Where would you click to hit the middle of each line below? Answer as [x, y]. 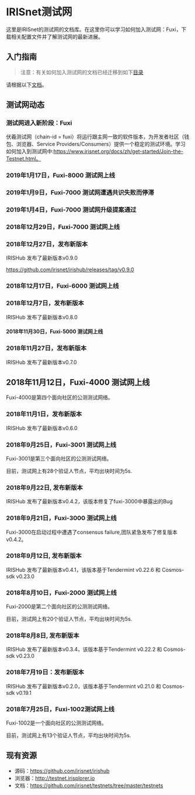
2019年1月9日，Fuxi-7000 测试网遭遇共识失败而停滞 [80, 193]
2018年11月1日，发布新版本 [44, 414]
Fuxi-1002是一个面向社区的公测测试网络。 [56, 723]
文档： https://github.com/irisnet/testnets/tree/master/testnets [89, 785]
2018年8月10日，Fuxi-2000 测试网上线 [61, 592]
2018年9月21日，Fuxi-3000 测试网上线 [61, 518]
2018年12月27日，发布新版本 [47, 244]
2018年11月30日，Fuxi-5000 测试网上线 [55, 332]
